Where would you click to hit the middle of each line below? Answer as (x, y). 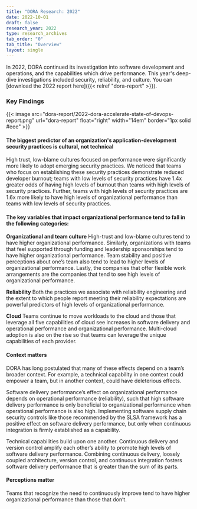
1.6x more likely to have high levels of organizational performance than (92, 197)
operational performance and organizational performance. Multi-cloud (91, 328)
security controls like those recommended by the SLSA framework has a (94, 417)
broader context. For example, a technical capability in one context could (95, 374)
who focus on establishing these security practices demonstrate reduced (95, 172)
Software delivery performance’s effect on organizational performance (92, 392)
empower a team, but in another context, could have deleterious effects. (94, 381)
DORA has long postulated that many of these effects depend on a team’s (95, 368)
